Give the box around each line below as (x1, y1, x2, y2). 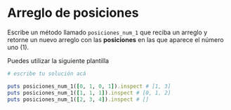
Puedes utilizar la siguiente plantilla (7, 56, 110, 64)
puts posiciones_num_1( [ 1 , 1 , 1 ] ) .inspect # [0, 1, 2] (7, 89, 171, 96)
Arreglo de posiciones (7, 5, 139, 21)
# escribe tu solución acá (7, 70, 86, 77)
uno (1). (7, 43, 29, 51)
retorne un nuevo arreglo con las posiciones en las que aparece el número (7, 35, 224, 43)
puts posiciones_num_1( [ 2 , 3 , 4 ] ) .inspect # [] (7, 96, 150, 103)
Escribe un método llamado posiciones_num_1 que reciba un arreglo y (7, 28, 208, 36)
